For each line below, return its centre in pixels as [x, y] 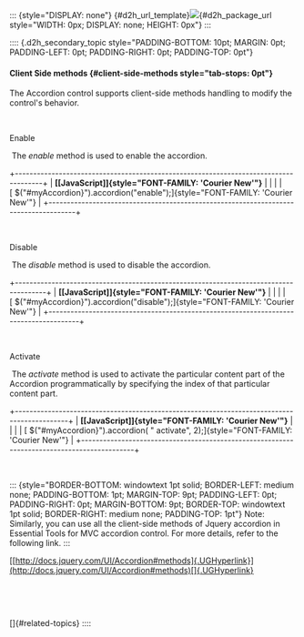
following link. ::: [40, 543]
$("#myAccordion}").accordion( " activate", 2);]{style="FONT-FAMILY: [161, 430]
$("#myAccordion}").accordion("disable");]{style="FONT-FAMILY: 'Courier [155, 302]
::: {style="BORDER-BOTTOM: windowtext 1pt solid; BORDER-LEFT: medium [152, 485]
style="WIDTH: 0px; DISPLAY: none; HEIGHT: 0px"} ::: [111, 25]
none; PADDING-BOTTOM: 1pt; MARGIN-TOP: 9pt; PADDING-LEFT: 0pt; [143, 495]
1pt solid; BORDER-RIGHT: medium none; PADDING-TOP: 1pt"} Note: [137, 514]
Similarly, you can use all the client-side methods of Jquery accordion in [145, 524]
